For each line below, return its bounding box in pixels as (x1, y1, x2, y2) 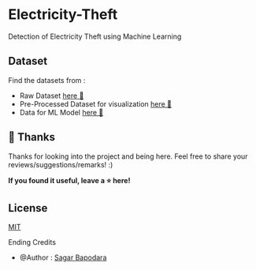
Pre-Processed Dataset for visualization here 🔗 (19, 99, 172, 108)
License (8, 201, 48, 215)
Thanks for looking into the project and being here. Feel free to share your (8, 152, 248, 161)
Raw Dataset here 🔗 (19, 91, 84, 100)
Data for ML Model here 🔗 (19, 107, 104, 117)
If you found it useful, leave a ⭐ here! (8, 175, 131, 185)
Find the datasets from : (8, 75, 86, 84)
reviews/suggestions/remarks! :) (8, 159, 113, 169)
